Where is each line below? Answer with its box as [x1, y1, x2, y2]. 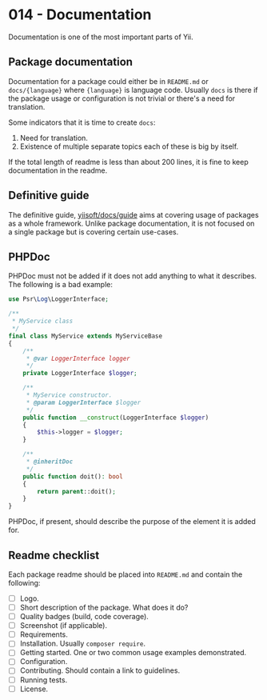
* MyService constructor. [26, 391, 113, 399]
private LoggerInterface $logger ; [22, 370, 137, 378]
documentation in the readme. [8, 166, 108, 175]
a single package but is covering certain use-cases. [8, 226, 179, 237]
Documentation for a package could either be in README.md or [8, 76, 209, 86]
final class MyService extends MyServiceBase [8, 332, 162, 340]
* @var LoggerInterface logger [26, 354, 130, 362]
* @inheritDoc [26, 458, 74, 466]
